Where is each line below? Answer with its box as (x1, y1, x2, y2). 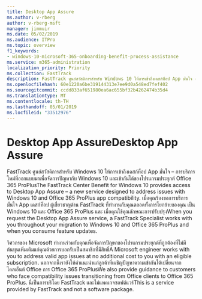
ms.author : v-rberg (7, 14, 56, 20)
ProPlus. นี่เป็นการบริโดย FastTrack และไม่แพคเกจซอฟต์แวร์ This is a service (7, 279, 174, 286)
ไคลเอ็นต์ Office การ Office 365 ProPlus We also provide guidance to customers (7, 266, 196, 273)
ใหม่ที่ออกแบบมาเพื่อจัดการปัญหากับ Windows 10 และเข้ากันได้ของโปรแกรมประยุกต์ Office (7, 175, 192, 182)
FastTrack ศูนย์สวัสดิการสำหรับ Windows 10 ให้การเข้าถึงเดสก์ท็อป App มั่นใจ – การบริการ (7, 168, 195, 175)
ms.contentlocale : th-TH (7, 98, 69, 104)
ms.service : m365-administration (7, 59, 91, 65)
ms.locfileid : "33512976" (7, 109, 71, 116)
